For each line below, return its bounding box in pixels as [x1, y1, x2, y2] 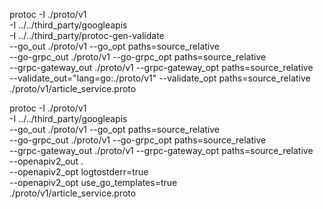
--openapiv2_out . [9, 155, 84, 167]
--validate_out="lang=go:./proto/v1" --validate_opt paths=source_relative [9, 72, 311, 84]
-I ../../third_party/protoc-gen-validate [9, 30, 165, 41]
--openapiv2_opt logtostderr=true [9, 166, 149, 178]
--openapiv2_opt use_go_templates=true [9, 177, 178, 188]
